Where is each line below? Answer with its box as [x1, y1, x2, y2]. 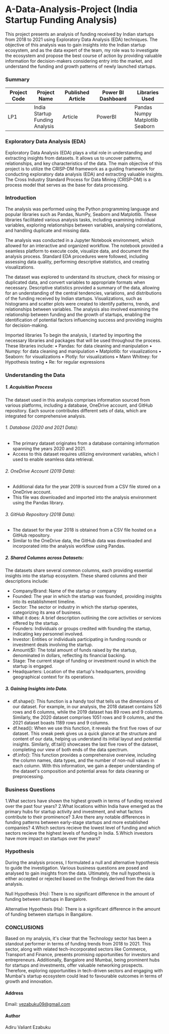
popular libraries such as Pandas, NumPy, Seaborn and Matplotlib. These [5, 211, 157, 217]
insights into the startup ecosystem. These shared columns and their [5, 573, 147, 579]
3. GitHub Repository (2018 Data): [5, 511, 75, 517]
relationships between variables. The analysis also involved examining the [5, 306, 158, 312]
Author [5, 1013, 21, 1019]
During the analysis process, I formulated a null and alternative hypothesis [5, 859, 159, 866]
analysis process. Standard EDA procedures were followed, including [5, 253, 148, 259]
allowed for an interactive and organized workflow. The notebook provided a [5, 242, 163, 248]
